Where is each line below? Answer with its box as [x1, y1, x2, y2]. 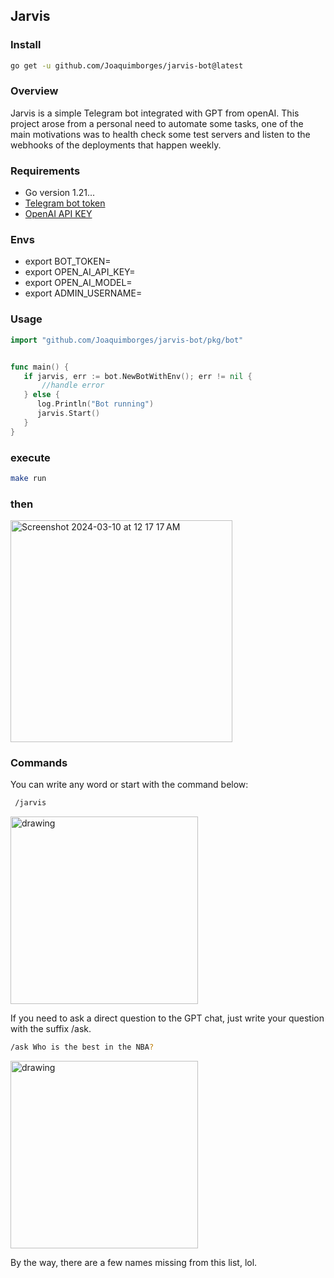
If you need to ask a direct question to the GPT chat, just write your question [10, 1012, 325, 1024]
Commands [10, 756, 68, 770]
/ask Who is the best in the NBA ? [10, 1042, 155, 1053]
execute [10, 450, 51, 464]
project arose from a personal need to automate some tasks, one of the [10, 117, 304, 129]
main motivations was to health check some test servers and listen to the [10, 128, 311, 140]
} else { [23, 390, 60, 400]
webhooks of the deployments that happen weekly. [10, 139, 222, 151]
